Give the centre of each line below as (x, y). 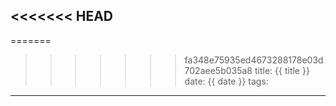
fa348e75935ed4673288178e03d (254, 60)
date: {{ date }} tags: (226, 81)
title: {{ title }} (282, 70)
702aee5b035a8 (218, 70)
